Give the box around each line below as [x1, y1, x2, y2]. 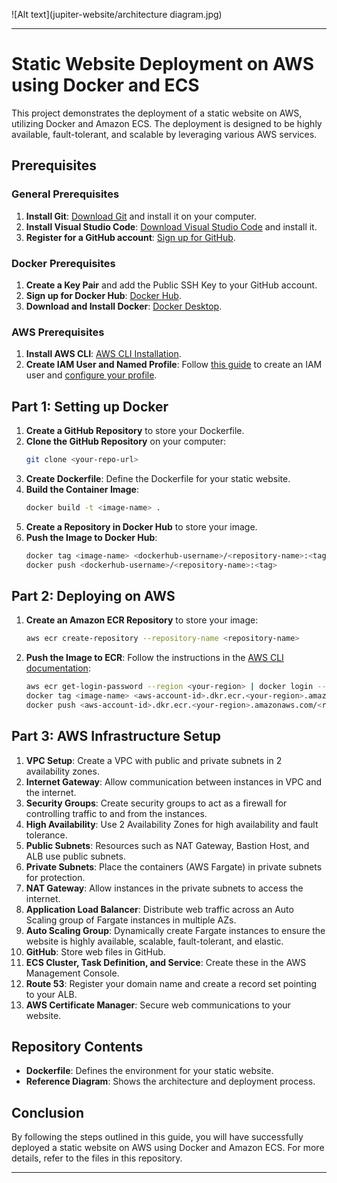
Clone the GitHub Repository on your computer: [25, 435, 226, 448]
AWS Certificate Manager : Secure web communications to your [25, 999, 291, 1011]
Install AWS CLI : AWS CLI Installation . [25, 348, 182, 360]
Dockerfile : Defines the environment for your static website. [25, 1065, 274, 1077]
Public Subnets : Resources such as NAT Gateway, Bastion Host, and [25, 839, 310, 851]
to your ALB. [25, 988, 78, 1000]
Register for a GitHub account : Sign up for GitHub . [25, 231, 236, 243]
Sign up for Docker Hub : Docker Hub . [25, 289, 182, 301]
